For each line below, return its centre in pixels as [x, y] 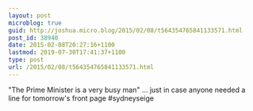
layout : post [30, 15]
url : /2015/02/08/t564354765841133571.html [81, 67]
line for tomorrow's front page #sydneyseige [81, 98]
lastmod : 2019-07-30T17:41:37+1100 [67, 52]
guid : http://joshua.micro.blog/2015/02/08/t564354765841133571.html [126, 30]
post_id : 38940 [33, 38]
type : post [26, 60]
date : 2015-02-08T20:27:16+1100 [61, 45]
